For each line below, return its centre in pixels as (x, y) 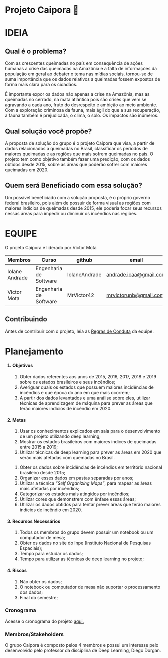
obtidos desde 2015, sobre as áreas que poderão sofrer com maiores (76, 165)
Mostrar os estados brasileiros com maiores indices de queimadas (88, 442)
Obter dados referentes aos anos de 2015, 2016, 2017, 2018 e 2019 (88, 376)
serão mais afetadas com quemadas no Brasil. (67, 458)
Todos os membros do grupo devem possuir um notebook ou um (87, 532)
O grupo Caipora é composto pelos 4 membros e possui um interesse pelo (82, 645)
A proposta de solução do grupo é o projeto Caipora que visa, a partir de (80, 143)
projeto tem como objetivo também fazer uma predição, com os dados (78, 159)
